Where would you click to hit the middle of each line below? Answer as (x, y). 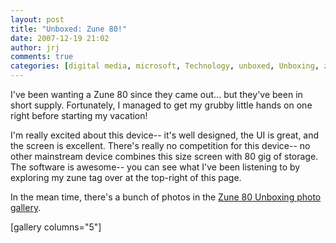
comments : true (42, 57)
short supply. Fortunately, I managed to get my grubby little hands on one (161, 105)
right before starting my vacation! (79, 115)
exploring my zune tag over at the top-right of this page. (126, 177)
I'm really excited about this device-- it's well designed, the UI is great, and (165, 135)
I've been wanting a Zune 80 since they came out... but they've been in (156, 94)
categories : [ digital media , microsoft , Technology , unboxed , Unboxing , (165, 66)
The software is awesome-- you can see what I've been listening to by (155, 167)
